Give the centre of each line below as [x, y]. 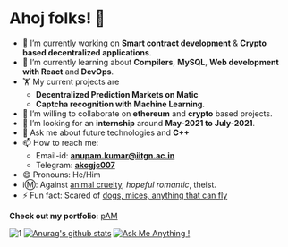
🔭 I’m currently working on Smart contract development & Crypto [144, 43]
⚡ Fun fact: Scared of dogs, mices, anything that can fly [125, 195]
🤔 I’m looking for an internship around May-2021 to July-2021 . [139, 123]
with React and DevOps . [68, 72]
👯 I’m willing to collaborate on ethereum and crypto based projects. [147, 113]
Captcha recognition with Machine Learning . [120, 104]
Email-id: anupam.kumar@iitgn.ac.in [105, 155]
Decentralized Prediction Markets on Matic [117, 94]
